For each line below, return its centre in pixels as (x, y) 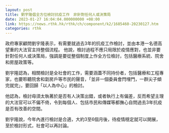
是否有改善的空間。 (25, 109)
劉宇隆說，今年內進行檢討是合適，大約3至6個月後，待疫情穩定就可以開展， (83, 119)
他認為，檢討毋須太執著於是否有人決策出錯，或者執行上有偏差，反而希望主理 (84, 96)
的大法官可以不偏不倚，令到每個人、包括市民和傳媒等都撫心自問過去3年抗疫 (84, 102)
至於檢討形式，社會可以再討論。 (38, 125)
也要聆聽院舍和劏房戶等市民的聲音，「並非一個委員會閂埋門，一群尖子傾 (88, 79)
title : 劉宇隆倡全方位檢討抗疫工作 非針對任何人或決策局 (58, 15)
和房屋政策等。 (21, 62)
